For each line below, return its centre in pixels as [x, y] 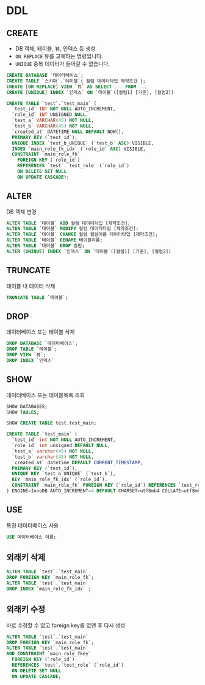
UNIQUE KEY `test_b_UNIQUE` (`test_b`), [64, 474]
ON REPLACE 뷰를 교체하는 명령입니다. [59, 56]
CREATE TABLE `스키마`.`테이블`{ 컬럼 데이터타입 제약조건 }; [76, 81]
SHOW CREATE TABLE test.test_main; [52, 423]
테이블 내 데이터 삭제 [31, 286]
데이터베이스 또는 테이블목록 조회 [46, 395]
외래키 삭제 [26, 557]
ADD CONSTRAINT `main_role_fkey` [49, 654]
